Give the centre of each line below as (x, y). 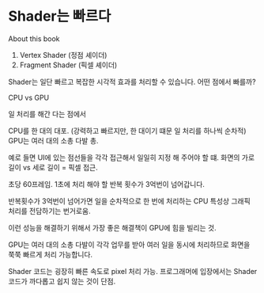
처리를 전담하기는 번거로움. (49, 211)
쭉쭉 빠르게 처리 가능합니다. (51, 254)
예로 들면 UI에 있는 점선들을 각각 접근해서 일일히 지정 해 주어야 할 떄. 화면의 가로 (132, 157)
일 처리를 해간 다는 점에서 (47, 114)
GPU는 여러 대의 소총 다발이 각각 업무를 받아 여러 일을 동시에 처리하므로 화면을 (129, 244)
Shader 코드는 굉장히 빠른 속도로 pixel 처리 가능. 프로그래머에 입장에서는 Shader (133, 271)
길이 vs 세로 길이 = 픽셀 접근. (53, 167)
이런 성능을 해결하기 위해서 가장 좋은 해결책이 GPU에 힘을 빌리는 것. (112, 227)
